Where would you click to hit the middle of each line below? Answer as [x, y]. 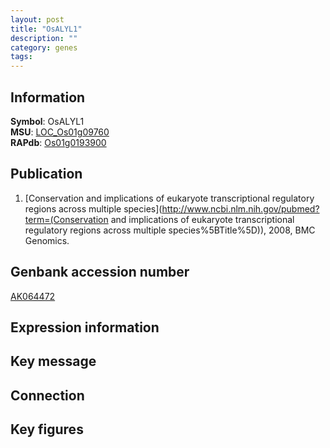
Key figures [47, 429]
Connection [47, 395]
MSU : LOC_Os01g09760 [60, 132]
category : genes [44, 47]
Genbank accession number [100, 272]
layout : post [37, 19]
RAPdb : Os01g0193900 [58, 142]
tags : [21, 57]
